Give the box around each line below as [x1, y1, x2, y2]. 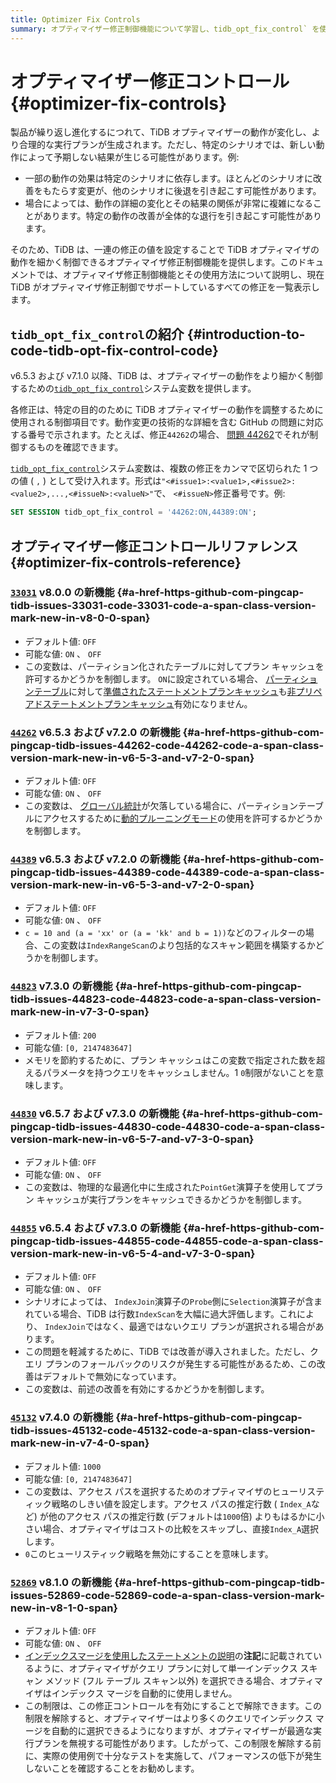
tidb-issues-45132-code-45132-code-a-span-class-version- [10, 1424, 316, 1438]
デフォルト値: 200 [24, 1029, 97, 1041]
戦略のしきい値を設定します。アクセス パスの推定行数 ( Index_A [51, 1497, 312, 1510]
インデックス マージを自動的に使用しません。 [51, 1687, 238, 1699]
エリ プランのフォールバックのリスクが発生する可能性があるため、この [24, 1358, 317, 1370]
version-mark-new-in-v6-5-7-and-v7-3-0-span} [10, 1132, 255, 1146]
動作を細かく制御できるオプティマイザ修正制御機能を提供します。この [10, 256, 298, 268]
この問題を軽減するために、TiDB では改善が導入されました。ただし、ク [24, 1346, 320, 1358]
